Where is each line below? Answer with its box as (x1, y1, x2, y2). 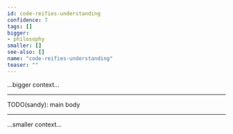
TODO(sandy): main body (7, 100, 80, 108)
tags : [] (7, 23, 33, 30)
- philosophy (7, 36, 45, 43)
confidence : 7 (7, 17, 49, 23)
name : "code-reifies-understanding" (7, 55, 113, 62)
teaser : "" (7, 61, 39, 68)
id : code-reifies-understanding (7, 10, 101, 17)
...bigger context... (7, 80, 60, 88)
